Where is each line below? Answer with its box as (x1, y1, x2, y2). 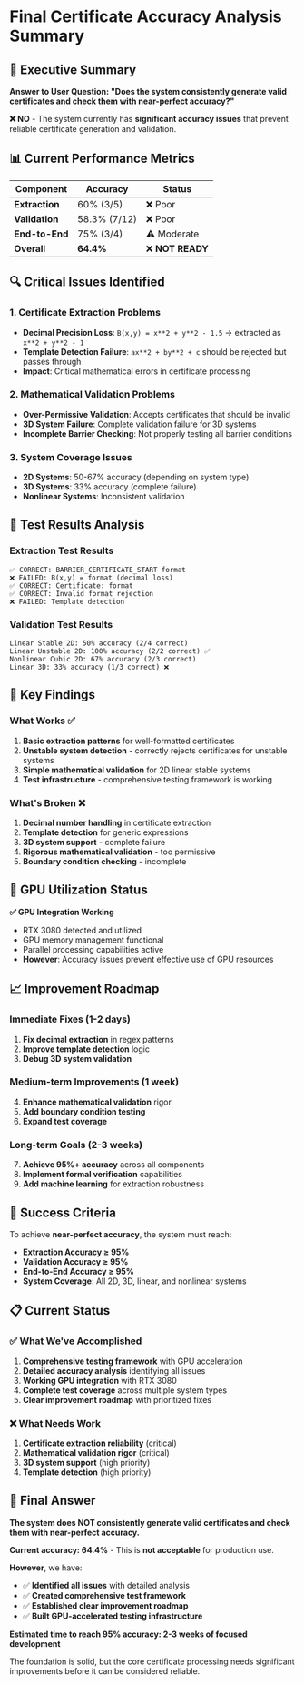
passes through (22, 356, 82, 367)
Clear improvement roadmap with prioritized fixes (22, 1394, 211, 1405)
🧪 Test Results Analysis (9, 517, 145, 533)
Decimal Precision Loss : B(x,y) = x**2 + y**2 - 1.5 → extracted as (22, 327, 281, 338)
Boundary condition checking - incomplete (22, 856, 187, 867)
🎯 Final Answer (9, 1493, 96, 1508)
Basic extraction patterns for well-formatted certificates (22, 735, 235, 746)
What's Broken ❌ (9, 796, 86, 809)
